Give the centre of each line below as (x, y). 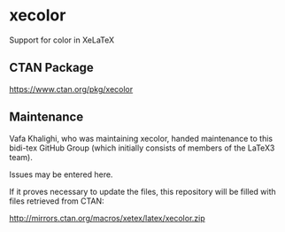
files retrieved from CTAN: (57, 201)
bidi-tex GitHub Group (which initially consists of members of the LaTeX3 (142, 148)
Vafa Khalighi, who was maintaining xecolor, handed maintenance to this (141, 138)
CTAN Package (52, 68)
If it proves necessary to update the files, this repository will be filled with (142, 191)
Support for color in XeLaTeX (62, 40)
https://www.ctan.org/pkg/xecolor (71, 89)
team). (21, 157)
